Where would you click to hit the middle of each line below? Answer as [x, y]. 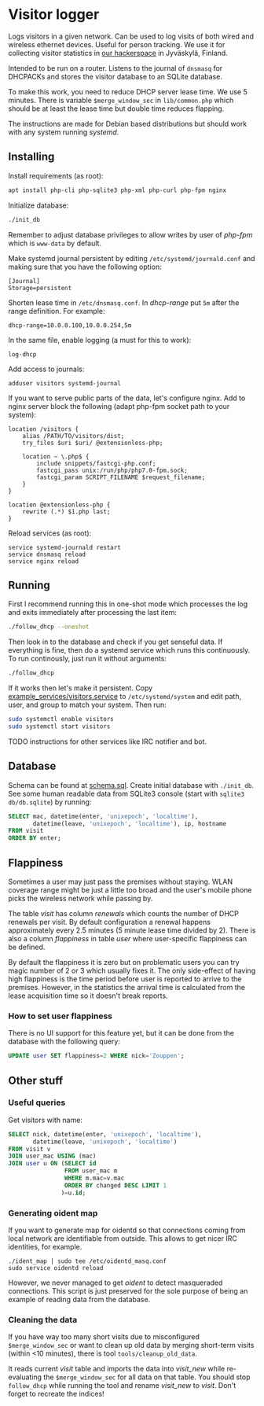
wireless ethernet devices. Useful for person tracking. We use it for [117, 44]
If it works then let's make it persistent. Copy [81, 688]
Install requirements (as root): [56, 175]
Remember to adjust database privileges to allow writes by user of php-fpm [130, 234]
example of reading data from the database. [79, 1299]
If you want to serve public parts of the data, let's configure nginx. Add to [127, 398]
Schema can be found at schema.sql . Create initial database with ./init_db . [131, 785]
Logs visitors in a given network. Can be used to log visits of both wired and [131, 36]
